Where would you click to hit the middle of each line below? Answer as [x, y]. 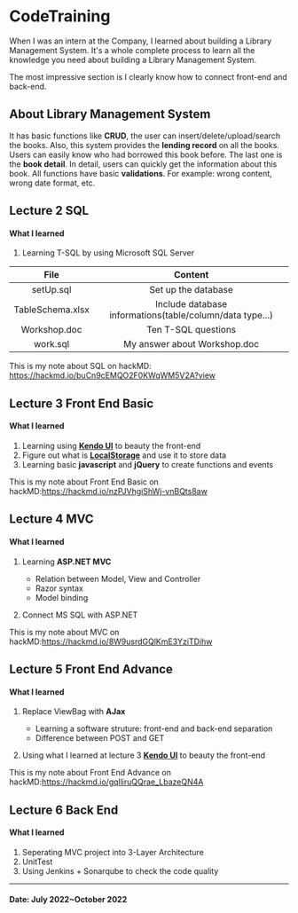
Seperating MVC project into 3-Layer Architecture [113, 852]
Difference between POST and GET [100, 738]
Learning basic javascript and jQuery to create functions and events [147, 464]
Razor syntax [59, 588]
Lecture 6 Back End [64, 810]
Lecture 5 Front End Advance [91, 669]
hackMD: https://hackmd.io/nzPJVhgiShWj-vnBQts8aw [109, 491]
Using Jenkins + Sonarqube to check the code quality [120, 870]
